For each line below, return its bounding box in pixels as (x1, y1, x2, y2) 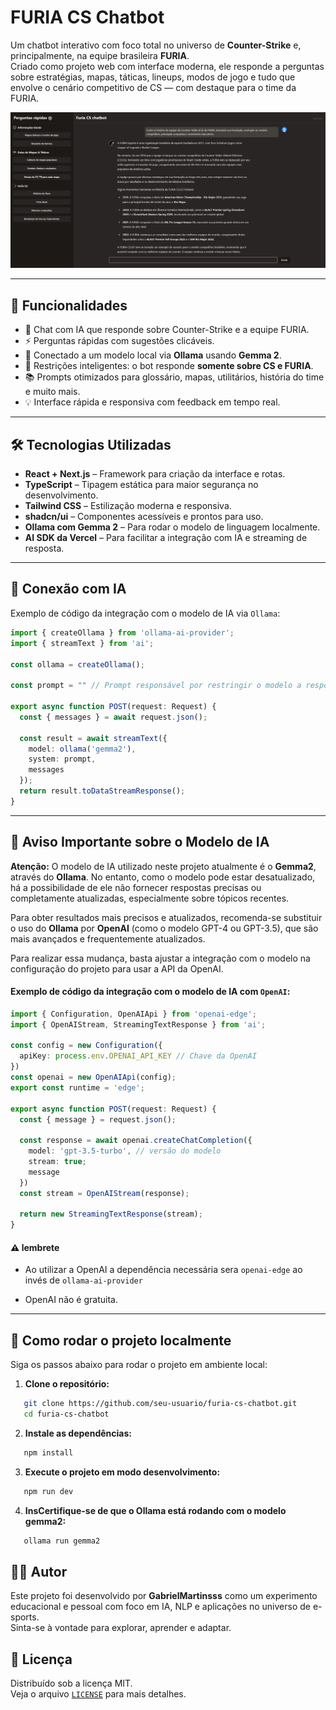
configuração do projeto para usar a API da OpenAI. (10, 962, 224, 975)
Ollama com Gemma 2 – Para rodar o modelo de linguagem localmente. (24, 521, 321, 533)
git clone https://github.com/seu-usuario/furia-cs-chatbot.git (23, 1399, 298, 1409)
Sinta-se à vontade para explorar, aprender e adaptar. (10, 1622, 232, 1634)
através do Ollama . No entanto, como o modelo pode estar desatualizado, (10, 871, 316, 883)
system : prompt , (28, 754, 97, 765)
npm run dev (23, 1486, 74, 1496)
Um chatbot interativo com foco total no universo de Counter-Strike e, (10, 39, 302, 51)
